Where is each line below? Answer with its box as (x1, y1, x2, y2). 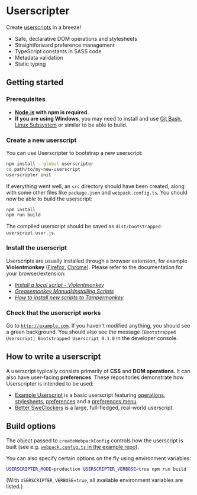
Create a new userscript (6, 136, 77, 144)
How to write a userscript (6, 352, 102, 362)
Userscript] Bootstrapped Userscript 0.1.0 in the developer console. (6, 334, 178, 341)
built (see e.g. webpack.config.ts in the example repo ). (6, 443, 139, 450)
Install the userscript (6, 244, 67, 252)
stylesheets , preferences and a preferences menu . (14, 397, 138, 405)
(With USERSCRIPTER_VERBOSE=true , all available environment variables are (6, 477, 183, 484)
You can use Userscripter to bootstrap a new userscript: (6, 149, 143, 156)
